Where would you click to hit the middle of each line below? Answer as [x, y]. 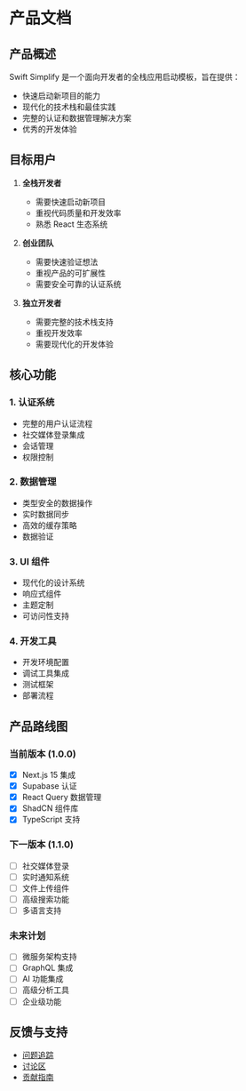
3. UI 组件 [30, 561]
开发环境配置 [45, 662]
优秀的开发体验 [49, 129]
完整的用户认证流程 [57, 423]
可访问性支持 [45, 616]
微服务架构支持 [49, 957]
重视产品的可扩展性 [71, 273]
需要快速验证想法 [67, 261]
